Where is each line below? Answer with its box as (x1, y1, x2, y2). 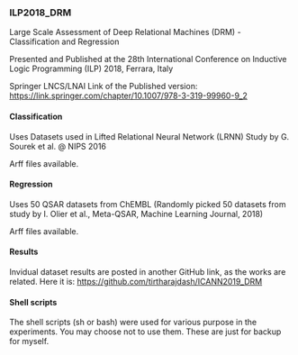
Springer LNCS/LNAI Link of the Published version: (9, 81, 198, 92)
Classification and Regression (9, 36, 120, 47)
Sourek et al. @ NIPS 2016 (9, 141, 106, 151)
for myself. (9, 336, 50, 347)
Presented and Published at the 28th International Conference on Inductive (9, 54, 287, 65)
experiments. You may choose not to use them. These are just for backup (9, 326, 282, 337)
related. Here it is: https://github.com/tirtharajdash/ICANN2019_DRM (9, 276, 263, 287)
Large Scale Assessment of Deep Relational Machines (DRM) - (9, 27, 241, 38)
